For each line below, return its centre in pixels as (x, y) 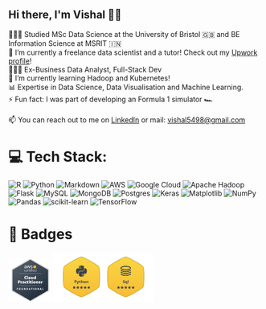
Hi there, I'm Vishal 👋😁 (65, 15)
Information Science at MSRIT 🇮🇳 (65, 43)
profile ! (20, 60)
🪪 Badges (41, 234)
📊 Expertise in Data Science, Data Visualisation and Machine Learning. (126, 87)
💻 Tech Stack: (58, 157)
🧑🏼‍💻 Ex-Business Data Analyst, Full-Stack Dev (85, 69)
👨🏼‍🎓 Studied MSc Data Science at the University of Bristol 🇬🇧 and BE (124, 34)
